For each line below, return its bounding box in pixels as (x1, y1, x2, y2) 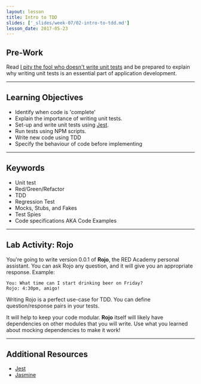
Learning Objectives (6, 93, 84, 103)
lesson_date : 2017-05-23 (6, 25, 68, 32)
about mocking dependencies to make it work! (6, 326, 121, 333)
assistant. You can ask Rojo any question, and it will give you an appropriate (6, 262, 193, 269)
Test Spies (14, 210, 41, 218)
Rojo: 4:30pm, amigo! (6, 285, 60, 291)
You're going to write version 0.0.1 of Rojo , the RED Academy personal (6, 256, 179, 263)
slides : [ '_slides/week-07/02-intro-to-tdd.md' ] (6, 20, 130, 26)
